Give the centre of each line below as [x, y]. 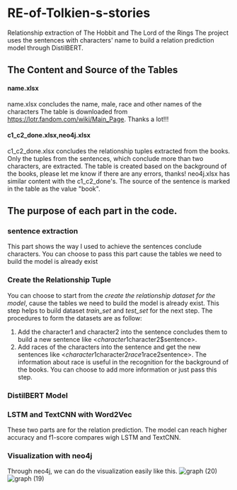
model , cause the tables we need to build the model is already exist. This [113, 303]
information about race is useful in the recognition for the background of [123, 362]
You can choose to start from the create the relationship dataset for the [111, 295]
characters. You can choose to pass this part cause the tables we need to [115, 254]
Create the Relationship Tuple [59, 280]
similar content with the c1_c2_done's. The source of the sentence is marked [119, 181]
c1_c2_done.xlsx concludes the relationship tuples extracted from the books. [119, 151]
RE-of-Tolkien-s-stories [79, 13]
